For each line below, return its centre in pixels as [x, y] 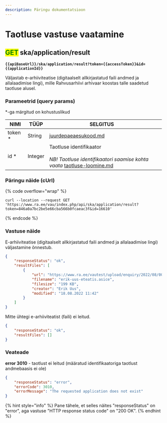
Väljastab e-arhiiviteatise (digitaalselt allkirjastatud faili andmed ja [72, 78]
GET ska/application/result [48, 53]
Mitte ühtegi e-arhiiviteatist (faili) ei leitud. [48, 317]
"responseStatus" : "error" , [43, 382]
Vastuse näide [23, 231]
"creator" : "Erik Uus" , [56, 289]
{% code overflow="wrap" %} [36, 191]
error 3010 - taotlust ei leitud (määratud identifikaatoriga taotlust [71, 363]
